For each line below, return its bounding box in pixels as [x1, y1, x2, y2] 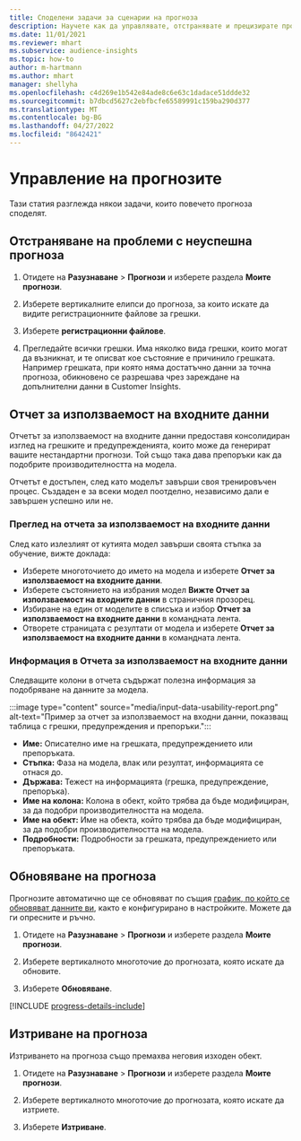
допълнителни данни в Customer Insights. [21, 380, 182, 391]
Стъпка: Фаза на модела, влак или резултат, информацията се [21, 757, 264, 768]
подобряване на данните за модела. [9, 684, 150, 695]
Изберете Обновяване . [21, 983, 112, 994]
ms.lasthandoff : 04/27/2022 [9, 122, 115, 131]
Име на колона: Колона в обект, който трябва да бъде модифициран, [21, 796, 289, 806]
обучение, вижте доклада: [9, 548, 111, 559]
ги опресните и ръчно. [9, 911, 96, 922]
